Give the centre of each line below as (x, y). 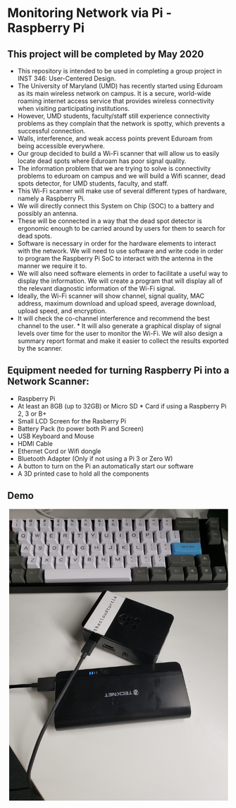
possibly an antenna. (48, 213)
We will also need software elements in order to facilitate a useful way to (123, 273)
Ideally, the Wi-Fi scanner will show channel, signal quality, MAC (111, 296)
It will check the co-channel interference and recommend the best (113, 318)
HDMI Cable (35, 443)
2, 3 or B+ (32, 414)
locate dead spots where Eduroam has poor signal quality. (102, 161)
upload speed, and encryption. (62, 311)
